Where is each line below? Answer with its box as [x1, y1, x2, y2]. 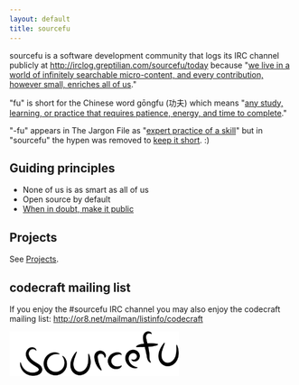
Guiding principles [9, 160, 116, 176]
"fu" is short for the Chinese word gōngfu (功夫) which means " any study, [9, 97, 284, 108]
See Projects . [9, 253, 60, 265]
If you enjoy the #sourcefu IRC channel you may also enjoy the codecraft [9, 303, 281, 315]
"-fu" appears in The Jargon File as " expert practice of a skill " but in [9, 124, 264, 135]
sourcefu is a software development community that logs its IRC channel [9, 50, 280, 60]
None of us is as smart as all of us [22, 185, 149, 196]
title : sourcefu [9, 23, 70, 33]
